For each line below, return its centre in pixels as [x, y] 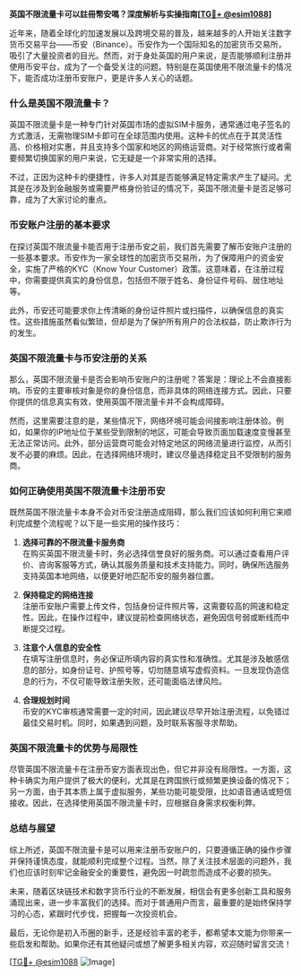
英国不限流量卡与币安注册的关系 [78, 358]
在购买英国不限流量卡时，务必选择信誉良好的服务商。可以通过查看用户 [152, 554]
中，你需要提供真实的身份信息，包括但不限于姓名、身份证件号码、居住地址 [146, 280]
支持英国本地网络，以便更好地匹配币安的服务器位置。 [120, 576]
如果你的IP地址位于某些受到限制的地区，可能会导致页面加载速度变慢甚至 [158, 432]
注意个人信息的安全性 [61, 648]
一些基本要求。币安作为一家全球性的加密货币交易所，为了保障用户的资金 [142, 257]
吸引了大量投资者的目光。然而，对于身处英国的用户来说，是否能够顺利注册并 [150, 56]
